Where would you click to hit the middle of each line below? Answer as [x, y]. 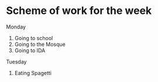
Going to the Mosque [40, 44]
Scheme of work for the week [79, 11]
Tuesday [16, 62]
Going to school [34, 38]
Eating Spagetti [33, 73]
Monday [16, 27]
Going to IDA [30, 50]
